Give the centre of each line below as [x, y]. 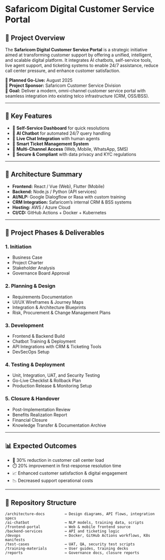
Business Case [27, 257]
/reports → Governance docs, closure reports [72, 553]
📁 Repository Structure [41, 502]
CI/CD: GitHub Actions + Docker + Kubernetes [59, 212]
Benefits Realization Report [40, 415]
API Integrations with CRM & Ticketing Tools [57, 346]
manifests [15, 540]
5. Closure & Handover [32, 399]
